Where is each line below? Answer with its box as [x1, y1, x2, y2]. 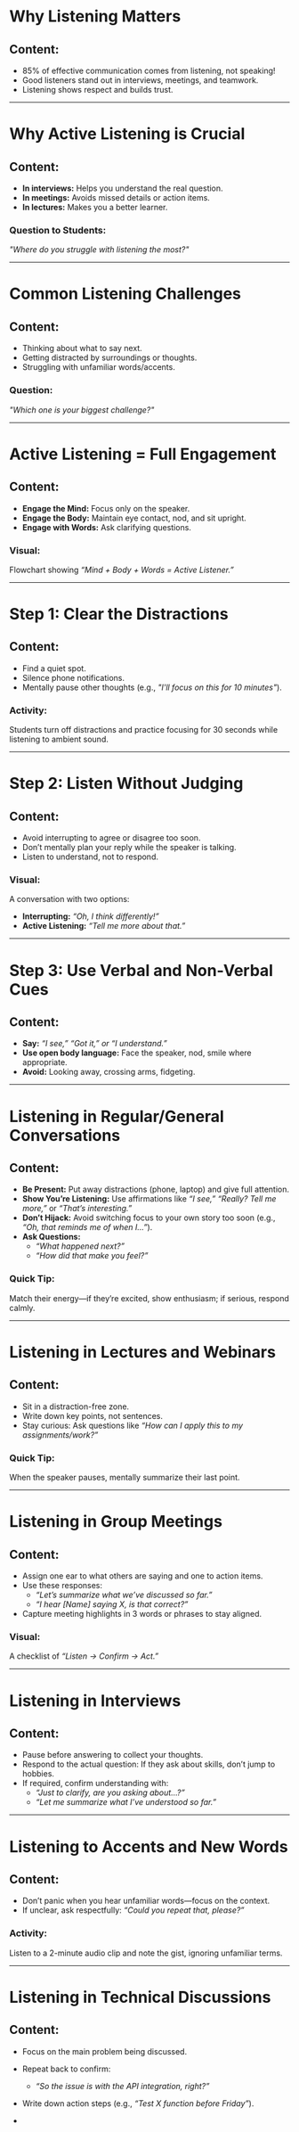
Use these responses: [21, 1580, 103, 1591]
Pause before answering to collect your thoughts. [21, 1750, 204, 1760]
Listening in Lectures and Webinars [9, 1341, 276, 1362]
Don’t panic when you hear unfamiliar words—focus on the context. [21, 1896, 271, 1906]
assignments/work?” [21, 1429, 99, 1440]
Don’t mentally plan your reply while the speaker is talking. [21, 842, 238, 853]
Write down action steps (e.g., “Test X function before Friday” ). [21, 2097, 255, 2109]
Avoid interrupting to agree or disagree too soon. [21, 832, 201, 843]
